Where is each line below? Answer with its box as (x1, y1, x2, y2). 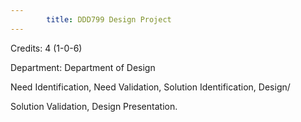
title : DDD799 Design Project (46, 14, 172, 25)
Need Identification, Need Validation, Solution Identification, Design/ (10, 81, 291, 93)
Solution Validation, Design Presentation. (10, 100, 178, 112)
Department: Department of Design (10, 61, 156, 73)
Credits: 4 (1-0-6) (10, 42, 83, 54)
